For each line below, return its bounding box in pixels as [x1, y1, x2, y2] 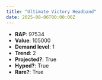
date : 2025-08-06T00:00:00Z [6, 14, 76, 20]
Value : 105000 [14, 37, 51, 44]
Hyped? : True [14, 62, 49, 69]
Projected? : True [14, 56, 57, 63]
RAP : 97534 [14, 30, 44, 37]
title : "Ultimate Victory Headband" [6, 8, 97, 15]
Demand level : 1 [14, 43, 55, 50]
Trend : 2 [14, 49, 37, 56]
